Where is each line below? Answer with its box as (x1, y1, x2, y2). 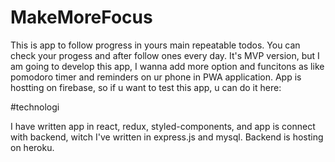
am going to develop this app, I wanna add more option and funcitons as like (10, 60, 325, 72)
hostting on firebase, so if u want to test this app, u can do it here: (10, 81, 282, 93)
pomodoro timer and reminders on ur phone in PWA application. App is (10, 71, 302, 83)
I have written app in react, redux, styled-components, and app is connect (10, 120, 316, 132)
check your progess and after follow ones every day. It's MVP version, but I (10, 49, 320, 61)
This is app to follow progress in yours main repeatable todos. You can (10, 39, 301, 51)
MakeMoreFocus (10, 6, 153, 29)
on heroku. (10, 141, 55, 153)
